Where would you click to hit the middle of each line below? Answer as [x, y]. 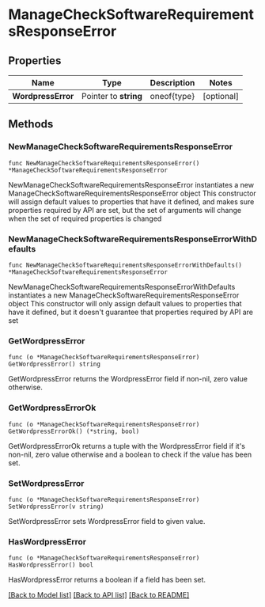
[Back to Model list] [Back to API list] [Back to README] [99, 595]
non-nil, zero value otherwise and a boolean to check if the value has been [130, 454]
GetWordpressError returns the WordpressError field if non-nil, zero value [128, 379]
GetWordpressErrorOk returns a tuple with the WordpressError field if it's [127, 446]
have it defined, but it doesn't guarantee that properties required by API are [131, 312]
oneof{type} [172, 96]
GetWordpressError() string [55, 364]
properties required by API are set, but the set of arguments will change [125, 210]
